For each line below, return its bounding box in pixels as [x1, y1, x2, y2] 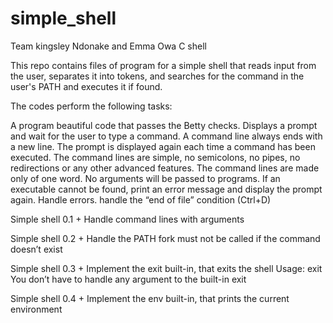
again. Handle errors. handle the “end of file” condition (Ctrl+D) [10, 193, 272, 206]
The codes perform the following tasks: [10, 100, 173, 112]
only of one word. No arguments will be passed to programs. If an [10, 172, 281, 184]
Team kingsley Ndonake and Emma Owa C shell [10, 40, 207, 52]
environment [10, 303, 63, 315]
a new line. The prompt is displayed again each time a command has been [10, 140, 316, 152]
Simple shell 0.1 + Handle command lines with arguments [10, 213, 245, 225]
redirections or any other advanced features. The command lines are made [10, 162, 320, 174]
